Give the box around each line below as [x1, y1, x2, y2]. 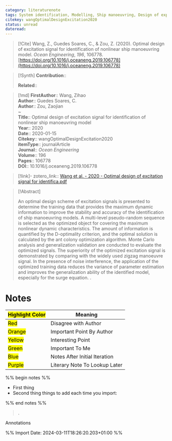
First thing [12, 385, 34, 391]
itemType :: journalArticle [17, 142, 71, 148]
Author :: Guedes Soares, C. [17, 98, 77, 104]
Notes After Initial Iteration [50, 353, 114, 360]
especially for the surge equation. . [17, 275, 92, 281]
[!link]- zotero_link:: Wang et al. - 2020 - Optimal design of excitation [17, 173, 163, 179]
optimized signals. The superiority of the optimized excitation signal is [17, 247, 165, 254]
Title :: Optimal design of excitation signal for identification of [17, 114, 146, 121]
